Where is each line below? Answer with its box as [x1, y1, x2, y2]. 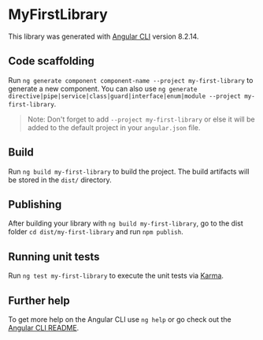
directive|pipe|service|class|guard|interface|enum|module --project [8, 92, 242, 100]
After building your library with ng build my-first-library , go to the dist [8, 219, 244, 228]
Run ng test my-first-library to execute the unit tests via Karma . [8, 271, 224, 281]
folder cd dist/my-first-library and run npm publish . [8, 227, 183, 237]
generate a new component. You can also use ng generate [8, 84, 198, 93]
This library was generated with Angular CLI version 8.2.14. [8, 32, 199, 41]
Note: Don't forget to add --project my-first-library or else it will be [27, 114, 255, 124]
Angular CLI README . [8, 323, 80, 332]
